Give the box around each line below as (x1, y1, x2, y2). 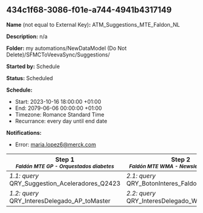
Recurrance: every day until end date (14, 117, 108, 124)
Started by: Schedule (6, 63, 60, 70)
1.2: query (9, 189, 39, 197)
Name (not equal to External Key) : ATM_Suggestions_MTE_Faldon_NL (6, 21, 180, 28)
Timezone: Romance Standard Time (14, 110, 105, 118)
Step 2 (171, 155, 190, 163)
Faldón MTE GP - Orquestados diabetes (15, 163, 115, 169)
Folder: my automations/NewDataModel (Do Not (6, 44, 127, 52)
